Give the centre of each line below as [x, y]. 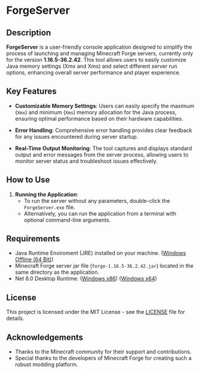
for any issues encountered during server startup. [76, 136]
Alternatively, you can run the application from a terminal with [100, 213]
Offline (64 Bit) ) [34, 259]
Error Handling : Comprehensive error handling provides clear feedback [103, 130]
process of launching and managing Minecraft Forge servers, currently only [100, 53]
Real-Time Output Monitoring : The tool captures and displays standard [103, 148]
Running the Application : [47, 194]
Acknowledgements [45, 337]
